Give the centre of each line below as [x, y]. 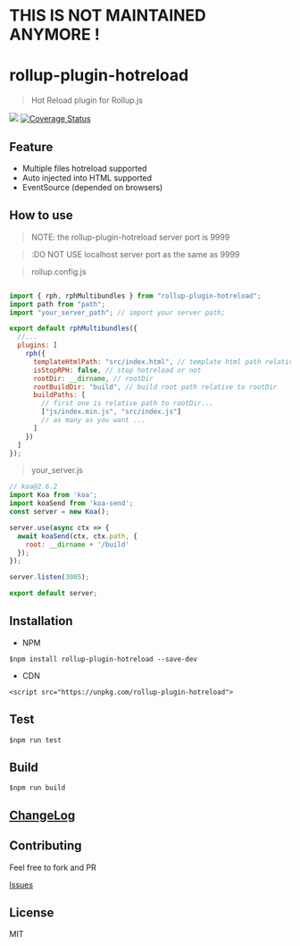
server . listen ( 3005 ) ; [50, 578]
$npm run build [37, 788]
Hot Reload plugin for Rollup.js [87, 100]
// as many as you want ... [93, 420]
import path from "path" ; [57, 304]
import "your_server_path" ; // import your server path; [117, 313]
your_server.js [57, 470]
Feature [31, 147]
